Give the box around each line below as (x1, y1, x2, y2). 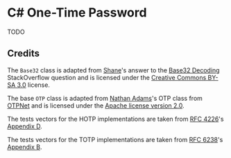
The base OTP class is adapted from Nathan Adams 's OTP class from (7, 94, 203, 102)
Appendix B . (7, 143, 42, 151)
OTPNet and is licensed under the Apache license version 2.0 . (7, 101, 185, 110)
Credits (7, 48, 40, 59)
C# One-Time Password (7, 5, 147, 21)
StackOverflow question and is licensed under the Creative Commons (7, 73, 207, 81)
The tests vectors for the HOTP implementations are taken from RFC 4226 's (7, 115, 224, 123)
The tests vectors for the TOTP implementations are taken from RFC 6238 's (7, 135, 223, 144)
